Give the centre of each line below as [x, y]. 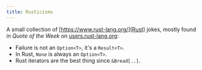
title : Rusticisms [30, 12]
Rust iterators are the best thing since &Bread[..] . [78, 60]
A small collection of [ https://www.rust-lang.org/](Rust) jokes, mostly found [101, 29]
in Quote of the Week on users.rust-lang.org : [63, 36]
